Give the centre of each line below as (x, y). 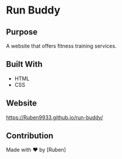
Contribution (30, 136)
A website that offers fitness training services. (61, 46)
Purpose (22, 32)
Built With (24, 64)
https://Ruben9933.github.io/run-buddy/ (55, 117)
